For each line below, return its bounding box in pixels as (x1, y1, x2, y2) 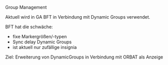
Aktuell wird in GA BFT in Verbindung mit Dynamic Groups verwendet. (5, 14, 150, 20)
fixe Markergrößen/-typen (12, 34, 67, 39)
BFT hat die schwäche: (5, 24, 53, 30)
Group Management (5, 5, 47, 10)
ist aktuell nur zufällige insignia (12, 44, 77, 50)
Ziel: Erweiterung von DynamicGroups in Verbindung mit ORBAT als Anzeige (5, 54, 163, 60)
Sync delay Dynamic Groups (12, 39, 72, 45)
